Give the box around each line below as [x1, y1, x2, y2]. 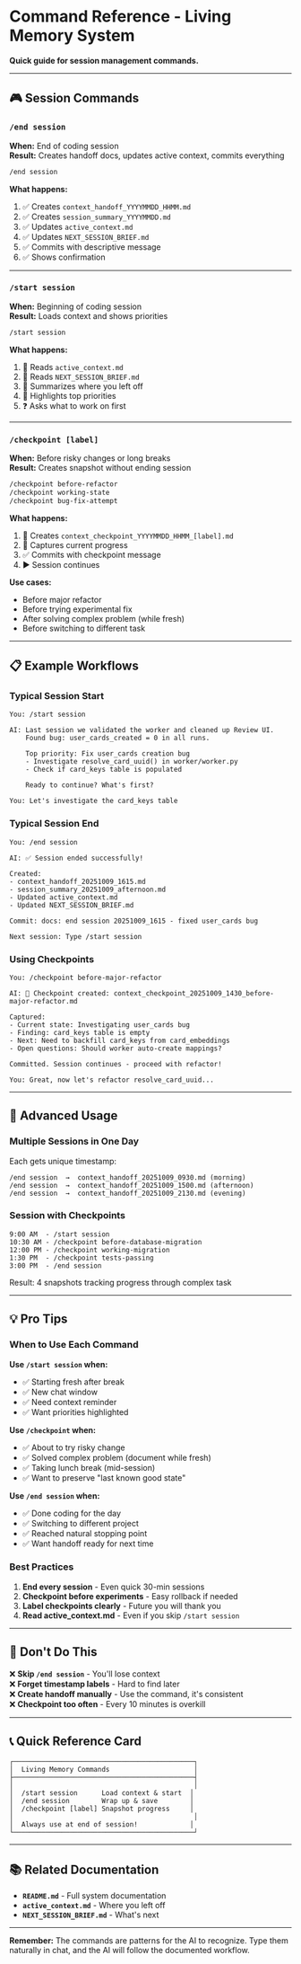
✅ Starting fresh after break [21, 1376, 125, 1387]
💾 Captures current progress [21, 539, 128, 550]
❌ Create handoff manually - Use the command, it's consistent [9, 1688, 244, 1699]
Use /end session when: [9, 1490, 100, 1501]
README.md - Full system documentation [21, 1890, 167, 1901]
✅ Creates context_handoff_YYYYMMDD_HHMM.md [21, 200, 192, 212]
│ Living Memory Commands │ [9, 1765, 199, 1774]
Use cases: [9, 577, 52, 588]
